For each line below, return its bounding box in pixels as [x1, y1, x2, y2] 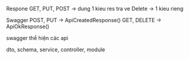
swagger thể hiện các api [6, 35, 69, 41]
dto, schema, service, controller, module [6, 46, 106, 53]
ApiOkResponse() [6, 23, 49, 30]
